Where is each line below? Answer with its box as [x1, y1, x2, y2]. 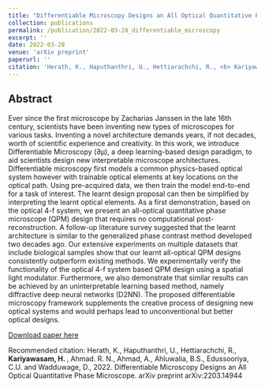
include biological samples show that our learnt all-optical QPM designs [8, 247, 241, 257]
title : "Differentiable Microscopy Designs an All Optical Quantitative [8, 11, 252, 20]
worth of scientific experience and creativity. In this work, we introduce [8, 138, 240, 148]
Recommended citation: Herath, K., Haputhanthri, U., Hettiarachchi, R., [8, 345, 237, 355]
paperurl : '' [8, 56, 51, 64]
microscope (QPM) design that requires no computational [8, 214, 196, 224]
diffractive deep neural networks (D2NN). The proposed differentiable [8, 289, 235, 299]
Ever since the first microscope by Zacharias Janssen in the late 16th [8, 113, 232, 122]
